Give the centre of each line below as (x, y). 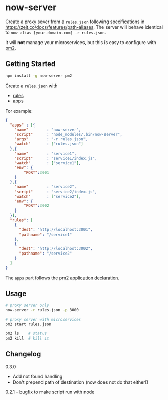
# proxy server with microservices (43, 320)
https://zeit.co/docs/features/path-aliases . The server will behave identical (84, 27)
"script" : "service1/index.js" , (56, 158)
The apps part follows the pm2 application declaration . (62, 278)
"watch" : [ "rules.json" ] (49, 144)
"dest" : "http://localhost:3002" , (56, 249)
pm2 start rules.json (28, 324)
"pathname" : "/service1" (45, 235)
